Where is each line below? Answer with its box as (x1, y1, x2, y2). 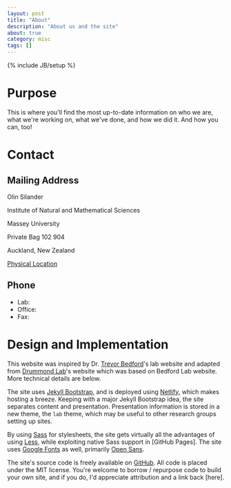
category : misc (7, 36, 51, 43)
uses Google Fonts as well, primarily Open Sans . (7, 445, 145, 453)
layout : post (7, 10, 45, 17)
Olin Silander (7, 193, 43, 201)
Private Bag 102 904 (7, 233, 66, 241)
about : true (7, 29, 41, 37)
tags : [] (7, 42, 32, 49)
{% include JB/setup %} (7, 61, 76, 69)
